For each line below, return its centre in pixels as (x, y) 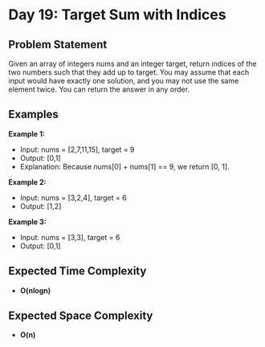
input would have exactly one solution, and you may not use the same (124, 81)
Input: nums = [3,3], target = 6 (70, 237)
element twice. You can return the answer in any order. (99, 89)
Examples (33, 114)
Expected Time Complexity (77, 271)
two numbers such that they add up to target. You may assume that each (129, 72)
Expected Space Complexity (81, 316)
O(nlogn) (35, 290)
